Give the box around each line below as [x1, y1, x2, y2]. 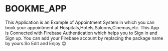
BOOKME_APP [5, 3, 67, 14]
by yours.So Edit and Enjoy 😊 [5, 40, 67, 46]
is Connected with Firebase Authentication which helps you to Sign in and [5, 30, 158, 36]
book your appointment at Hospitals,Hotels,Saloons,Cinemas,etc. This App [5, 24, 159, 30]
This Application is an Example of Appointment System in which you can [5, 19, 154, 25]
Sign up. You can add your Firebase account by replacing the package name [5, 35, 163, 41]
